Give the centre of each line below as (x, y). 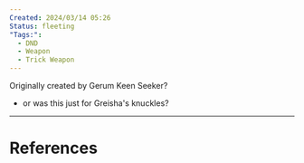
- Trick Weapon (46, 60)
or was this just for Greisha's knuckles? (95, 103)
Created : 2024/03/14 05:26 (60, 18)
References (53, 148)
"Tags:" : (26, 34)
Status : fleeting (42, 26)
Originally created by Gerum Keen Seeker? (89, 86)
